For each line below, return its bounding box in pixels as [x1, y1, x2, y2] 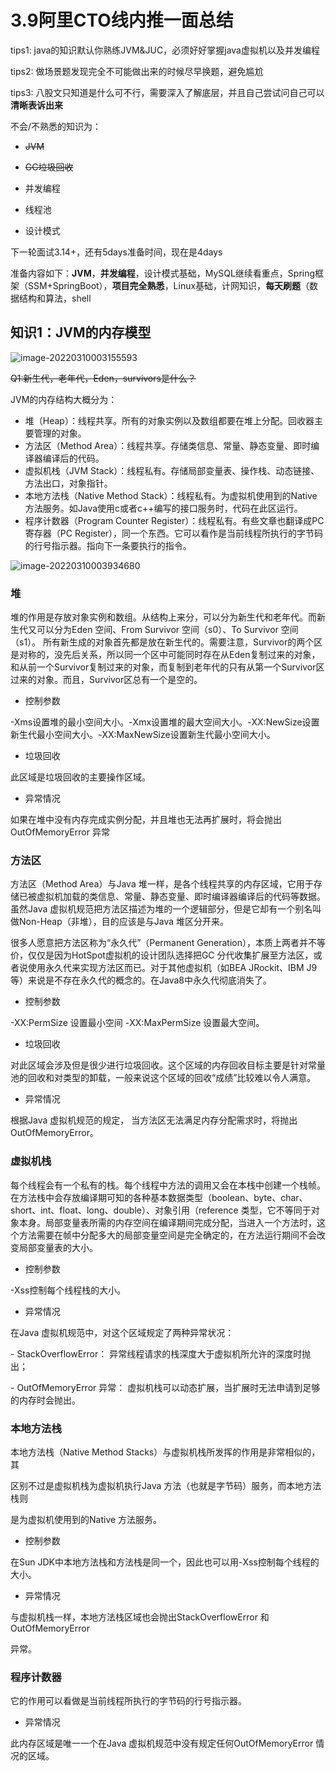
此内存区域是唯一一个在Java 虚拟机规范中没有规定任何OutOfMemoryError [10, 1737, 314, 1750]
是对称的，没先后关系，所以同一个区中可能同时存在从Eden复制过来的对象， [10, 649, 321, 661]
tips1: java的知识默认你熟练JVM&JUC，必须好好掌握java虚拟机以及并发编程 [10, 44, 320, 56]
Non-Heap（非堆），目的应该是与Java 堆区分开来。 [18, 916, 230, 928]
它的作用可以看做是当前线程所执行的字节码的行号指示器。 [10, 1695, 247, 1707]
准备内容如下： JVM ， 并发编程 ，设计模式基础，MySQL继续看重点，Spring [10, 267, 316, 279]
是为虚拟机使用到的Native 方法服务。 [10, 1513, 163, 1525]
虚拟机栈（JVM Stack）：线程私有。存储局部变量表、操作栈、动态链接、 [24, 464, 320, 476]
